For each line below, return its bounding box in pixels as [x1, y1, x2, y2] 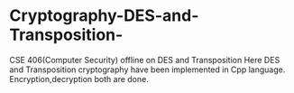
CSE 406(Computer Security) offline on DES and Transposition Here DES [9, 54, 280, 65]
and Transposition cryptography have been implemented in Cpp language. [9, 64, 286, 75]
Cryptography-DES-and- [9, 5, 199, 26]
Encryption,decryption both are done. [9, 73, 149, 84]
